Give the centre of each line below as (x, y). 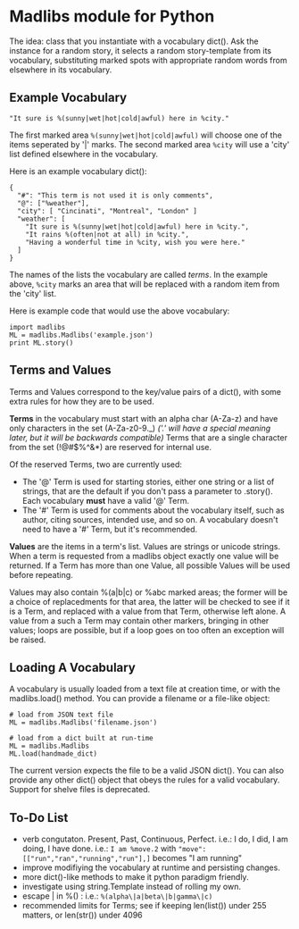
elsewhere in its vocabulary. (61, 70)
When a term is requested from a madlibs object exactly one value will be (144, 556)
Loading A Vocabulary (72, 667)
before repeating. (41, 574)
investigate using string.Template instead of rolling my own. (131, 887)
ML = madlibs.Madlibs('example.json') (81, 335)
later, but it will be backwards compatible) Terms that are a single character (149, 437)
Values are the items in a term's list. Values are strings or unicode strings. (145, 546)
